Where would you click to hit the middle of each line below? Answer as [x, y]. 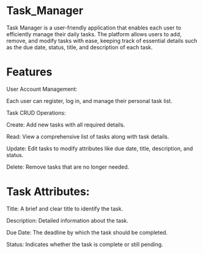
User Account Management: [42, 89]
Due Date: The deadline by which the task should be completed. [87, 232]
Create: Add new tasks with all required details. [66, 125]
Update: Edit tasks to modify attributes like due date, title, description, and [100, 148]
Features [29, 72]
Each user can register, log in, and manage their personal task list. [89, 101]
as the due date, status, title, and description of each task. [79, 47]
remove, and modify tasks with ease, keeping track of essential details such [102, 40]
